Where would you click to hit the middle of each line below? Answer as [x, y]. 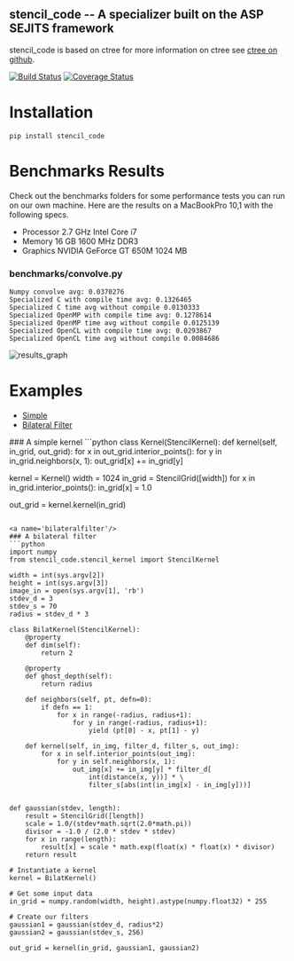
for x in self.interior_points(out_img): [119, 753]
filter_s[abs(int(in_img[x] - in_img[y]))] [170, 784]
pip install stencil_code [57, 136]
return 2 [57, 653]
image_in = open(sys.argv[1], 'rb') [77, 591]
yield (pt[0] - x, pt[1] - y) [144, 730]
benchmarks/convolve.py [66, 273]
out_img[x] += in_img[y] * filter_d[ [142, 769]
